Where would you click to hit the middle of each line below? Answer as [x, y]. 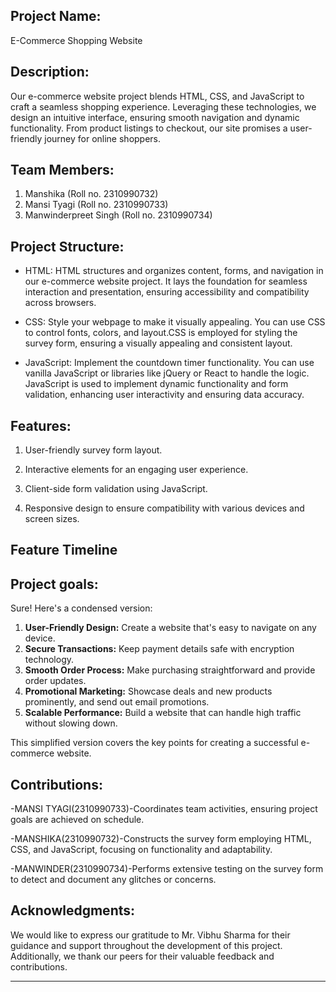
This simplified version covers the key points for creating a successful [154, 743]
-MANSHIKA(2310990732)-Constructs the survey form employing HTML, [161, 839]
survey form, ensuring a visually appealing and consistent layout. [158, 343]
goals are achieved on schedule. [77, 820]
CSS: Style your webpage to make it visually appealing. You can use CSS [175, 322]
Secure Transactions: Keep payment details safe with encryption [159, 649]
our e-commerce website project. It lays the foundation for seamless [166, 281]
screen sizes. [52, 519]
